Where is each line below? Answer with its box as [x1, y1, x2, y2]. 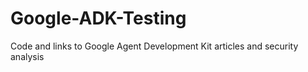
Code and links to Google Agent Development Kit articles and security [10, 40, 299, 52]
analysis [10, 50, 45, 62]
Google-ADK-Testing [10, 7, 187, 30]
